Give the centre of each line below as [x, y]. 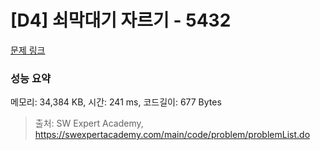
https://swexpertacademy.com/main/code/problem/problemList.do [172, 135]
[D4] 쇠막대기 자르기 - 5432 [121, 20]
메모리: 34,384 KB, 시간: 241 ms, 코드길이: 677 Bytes [116, 102]
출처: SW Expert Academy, [89, 123]
